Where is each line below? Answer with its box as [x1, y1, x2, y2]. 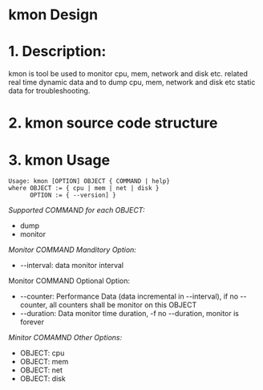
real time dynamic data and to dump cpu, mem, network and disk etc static [8, 78, 256, 87]
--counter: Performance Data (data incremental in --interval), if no [19, 291, 239, 302]
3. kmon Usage [8, 151, 111, 169]
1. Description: [8, 43, 107, 61]
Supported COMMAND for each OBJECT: [8, 205, 146, 215]
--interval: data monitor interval [19, 261, 124, 270]
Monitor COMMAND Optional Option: [8, 276, 131, 286]
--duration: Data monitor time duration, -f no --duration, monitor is [19, 309, 239, 319]
